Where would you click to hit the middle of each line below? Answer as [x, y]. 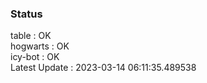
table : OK [31, 36]
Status [26, 14]
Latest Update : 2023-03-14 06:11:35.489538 [103, 68]
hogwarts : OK [40, 46]
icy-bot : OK [35, 57]
